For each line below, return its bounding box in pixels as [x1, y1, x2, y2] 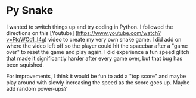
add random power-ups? [6, 85, 67, 92]
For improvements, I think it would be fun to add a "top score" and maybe [6, 72, 186, 80]
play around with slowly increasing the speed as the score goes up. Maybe [6, 78, 190, 86]
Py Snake [6, 4, 54, 17]
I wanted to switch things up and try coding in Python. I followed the [6, 23, 173, 30]
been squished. [6, 61, 45, 68]
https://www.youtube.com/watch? [77, 29, 161, 36]
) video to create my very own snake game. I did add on [44, 36, 182, 43]
